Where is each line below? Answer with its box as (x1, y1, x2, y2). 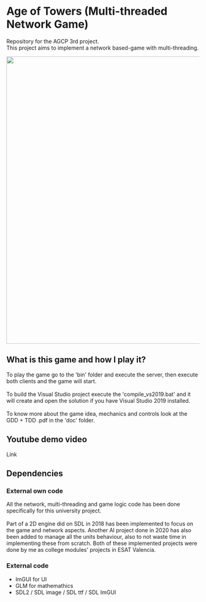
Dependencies (6, 468, 63, 479)
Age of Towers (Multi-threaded (6, 4, 167, 18)
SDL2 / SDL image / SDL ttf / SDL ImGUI (15, 589, 116, 596)
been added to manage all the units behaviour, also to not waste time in (6, 533, 186, 541)
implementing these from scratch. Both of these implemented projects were (6, 539, 197, 547)
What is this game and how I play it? (6, 354, 146, 365)
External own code (6, 486, 63, 495)
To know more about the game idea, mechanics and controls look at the (6, 410, 188, 417)
